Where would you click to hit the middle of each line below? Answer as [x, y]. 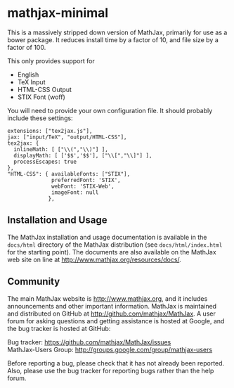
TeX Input [31, 82]
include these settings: [40, 118]
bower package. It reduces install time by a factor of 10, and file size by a [113, 39]
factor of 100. [27, 47]
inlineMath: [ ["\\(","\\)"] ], [61, 149]
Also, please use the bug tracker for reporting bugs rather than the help [111, 370]
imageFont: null [75, 192]
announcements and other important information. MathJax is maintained [112, 306]
